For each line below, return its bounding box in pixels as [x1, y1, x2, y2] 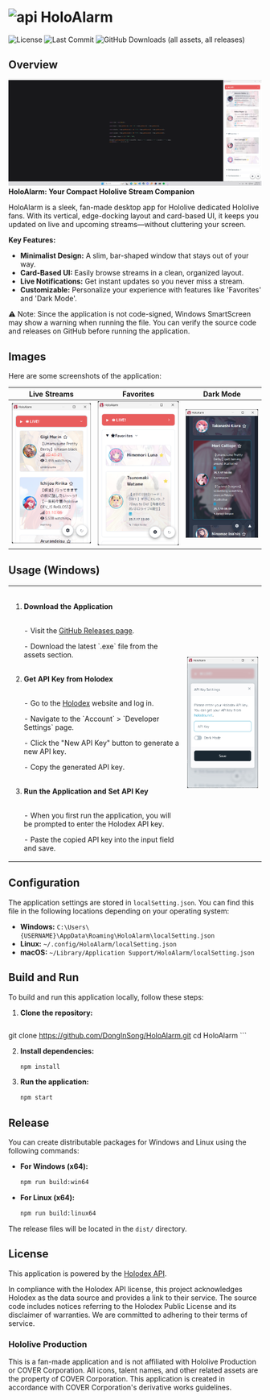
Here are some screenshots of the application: [8, 371, 162, 381]
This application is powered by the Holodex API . [8, 1269, 167, 1278]
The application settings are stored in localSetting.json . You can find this [8, 897, 255, 907]
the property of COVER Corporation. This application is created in [8, 1374, 225, 1384]
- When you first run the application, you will [23, 810, 171, 821]
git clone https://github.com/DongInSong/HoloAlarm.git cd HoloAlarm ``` [8, 1030, 247, 1040]
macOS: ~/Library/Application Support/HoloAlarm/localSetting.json [19, 947, 255, 957]
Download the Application [23, 602, 113, 611]
